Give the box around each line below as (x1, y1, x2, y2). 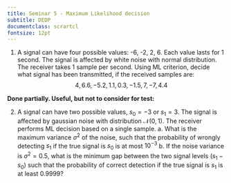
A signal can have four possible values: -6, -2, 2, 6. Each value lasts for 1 (17, 48, 224, 57)
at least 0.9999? (17, 170, 64, 178)
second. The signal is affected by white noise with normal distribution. (17, 56, 217, 64)
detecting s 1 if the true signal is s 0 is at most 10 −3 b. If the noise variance (17, 140, 225, 152)
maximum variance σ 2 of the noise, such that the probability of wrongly (17, 132, 221, 142)
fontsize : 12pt (7, 29, 51, 37)
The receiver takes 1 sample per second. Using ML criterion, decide (17, 63, 210, 71)
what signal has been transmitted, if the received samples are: (17, 70, 195, 79)
